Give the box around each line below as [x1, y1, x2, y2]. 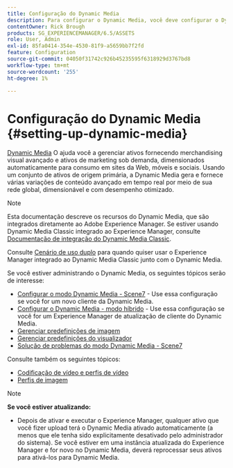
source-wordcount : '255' [7, 68, 79, 75]
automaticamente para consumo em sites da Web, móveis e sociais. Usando [7, 163, 225, 172]
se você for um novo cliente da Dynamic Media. [17, 297, 154, 306]
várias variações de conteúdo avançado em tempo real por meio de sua [7, 178, 213, 186]
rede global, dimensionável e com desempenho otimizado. [7, 186, 175, 194]
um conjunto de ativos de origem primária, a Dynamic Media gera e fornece [7, 171, 223, 179]
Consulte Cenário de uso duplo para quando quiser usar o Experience [7, 248, 207, 257]
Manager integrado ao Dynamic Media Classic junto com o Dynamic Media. [7, 255, 223, 264]
